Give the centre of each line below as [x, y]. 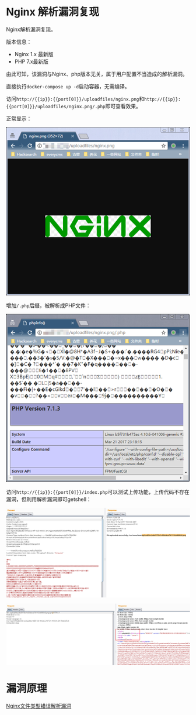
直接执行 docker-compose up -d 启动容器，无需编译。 [68, 86]
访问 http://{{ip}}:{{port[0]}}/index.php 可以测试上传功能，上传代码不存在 [98, 492]
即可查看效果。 [123, 106]
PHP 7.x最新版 [31, 61]
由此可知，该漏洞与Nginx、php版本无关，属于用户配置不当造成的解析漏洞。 [97, 74]
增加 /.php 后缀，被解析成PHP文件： [49, 305]
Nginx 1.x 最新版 [34, 54]
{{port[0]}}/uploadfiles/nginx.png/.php [56, 106]
